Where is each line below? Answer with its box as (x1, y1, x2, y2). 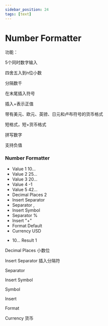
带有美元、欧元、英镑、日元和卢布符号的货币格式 (5, 111, 103, 117)
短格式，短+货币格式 (5, 122, 47, 127)
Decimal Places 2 (12, 192, 47, 198)
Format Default (12, 222, 42, 229)
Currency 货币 (5, 315, 34, 321)
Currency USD (12, 228, 41, 234)
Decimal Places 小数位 (5, 247, 50, 253)
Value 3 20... (12, 176, 38, 182)
